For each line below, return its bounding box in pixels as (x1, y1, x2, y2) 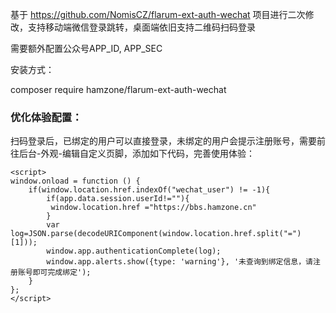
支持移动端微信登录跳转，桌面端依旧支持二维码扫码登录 (27, 21, 256, 33)
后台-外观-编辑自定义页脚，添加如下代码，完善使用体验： (18, 148, 255, 160)
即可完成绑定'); (32, 268, 92, 278)
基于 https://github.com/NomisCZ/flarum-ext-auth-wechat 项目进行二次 (10, 9, 306, 20)
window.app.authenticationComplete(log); (46, 246, 222, 257)
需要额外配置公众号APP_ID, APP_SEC (10, 43, 163, 54)
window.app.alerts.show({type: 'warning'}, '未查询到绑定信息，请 (46, 257, 314, 267)
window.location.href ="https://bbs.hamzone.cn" (50, 203, 257, 213)
